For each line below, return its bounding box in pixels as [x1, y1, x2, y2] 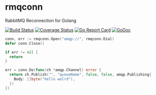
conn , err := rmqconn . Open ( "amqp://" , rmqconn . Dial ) [5, 36, 115, 41]
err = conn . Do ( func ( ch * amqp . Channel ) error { [5, 68, 101, 73]
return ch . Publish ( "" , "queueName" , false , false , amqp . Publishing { [9, 72, 152, 77]
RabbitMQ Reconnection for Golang [5, 18, 77, 23]
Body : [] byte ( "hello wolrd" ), [14, 77, 76, 82]
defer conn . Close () [5, 41, 45, 46]
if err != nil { [5, 50, 38, 55]
